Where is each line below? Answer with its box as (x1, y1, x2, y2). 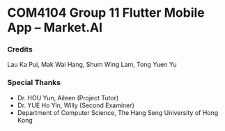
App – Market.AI (7, 20, 103, 36)
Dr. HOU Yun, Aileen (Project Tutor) (17, 93, 119, 102)
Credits (7, 45, 33, 54)
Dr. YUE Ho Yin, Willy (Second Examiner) (17, 101, 134, 109)
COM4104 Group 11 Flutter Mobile (7, 5, 205, 21)
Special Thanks (7, 78, 61, 88)
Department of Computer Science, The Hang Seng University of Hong (17, 108, 219, 116)
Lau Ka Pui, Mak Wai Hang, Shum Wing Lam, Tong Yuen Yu (7, 61, 177, 69)
